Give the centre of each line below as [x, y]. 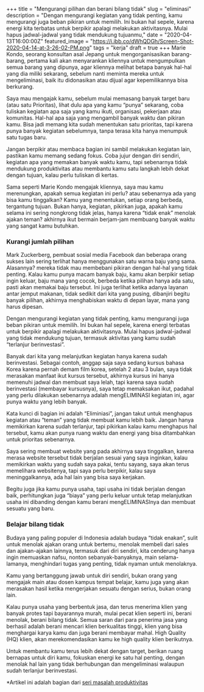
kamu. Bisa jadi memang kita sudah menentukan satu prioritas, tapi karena [100, 124]
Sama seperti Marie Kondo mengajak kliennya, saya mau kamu [85, 187]
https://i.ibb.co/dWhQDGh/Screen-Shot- [143, 41]
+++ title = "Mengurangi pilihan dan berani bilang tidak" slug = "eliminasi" [99, 9]
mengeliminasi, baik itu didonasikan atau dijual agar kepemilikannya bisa [97, 80]
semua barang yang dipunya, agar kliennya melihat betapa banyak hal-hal [99, 67]
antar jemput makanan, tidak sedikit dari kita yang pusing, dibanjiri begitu [98, 294]
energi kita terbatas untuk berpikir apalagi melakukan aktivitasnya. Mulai [97, 28]
